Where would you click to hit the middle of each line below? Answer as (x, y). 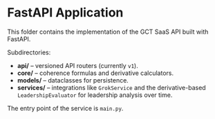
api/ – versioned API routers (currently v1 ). (77, 65)
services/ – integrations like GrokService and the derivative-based (111, 87)
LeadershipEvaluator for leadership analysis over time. (95, 95)
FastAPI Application (65, 13)
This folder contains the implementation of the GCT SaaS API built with (108, 32)
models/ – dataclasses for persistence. (73, 80)
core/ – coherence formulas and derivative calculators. (95, 73)
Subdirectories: (29, 52)
